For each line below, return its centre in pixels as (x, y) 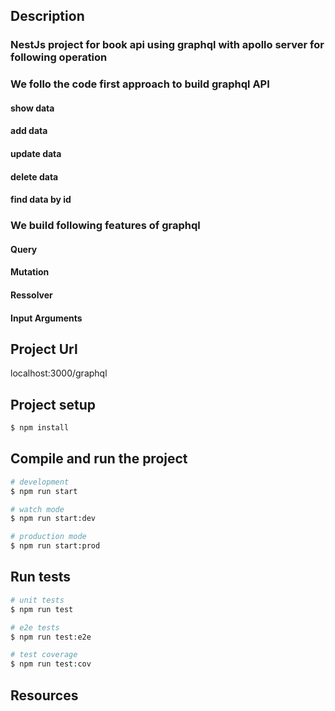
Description (47, 16)
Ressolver (31, 295)
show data (32, 108)
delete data (34, 176)
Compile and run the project (99, 459)
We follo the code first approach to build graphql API (140, 84)
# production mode (48, 537)
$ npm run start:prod (55, 546)
